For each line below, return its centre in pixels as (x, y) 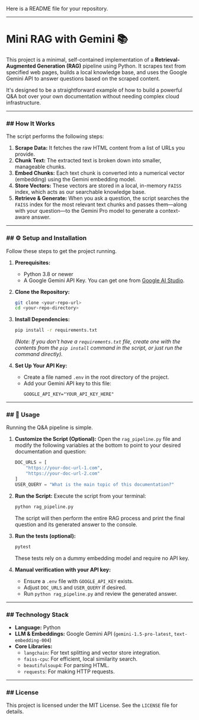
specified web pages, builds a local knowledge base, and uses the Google (97, 72)
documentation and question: (51, 452)
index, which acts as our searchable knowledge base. (80, 192)
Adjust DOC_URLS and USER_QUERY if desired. (75, 587)
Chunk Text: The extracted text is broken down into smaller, (88, 161)
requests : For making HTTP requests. (69, 671)
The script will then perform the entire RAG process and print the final (100, 518)
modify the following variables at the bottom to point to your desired (98, 445)
